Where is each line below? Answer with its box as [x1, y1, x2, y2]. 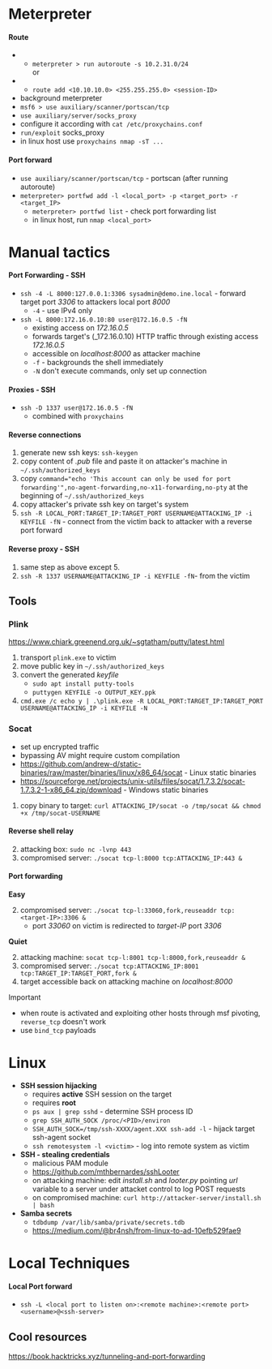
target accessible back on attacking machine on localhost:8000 [19, 976, 233, 986]
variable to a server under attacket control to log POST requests [32, 1184, 246, 1194]
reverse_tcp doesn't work [19, 1016, 107, 1027]
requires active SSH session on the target [32, 1089, 172, 1099]
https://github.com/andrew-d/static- [19, 759, 142, 768]
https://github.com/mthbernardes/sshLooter [32, 1166, 180, 1177]
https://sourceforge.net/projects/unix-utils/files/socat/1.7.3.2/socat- [19, 776, 245, 786]
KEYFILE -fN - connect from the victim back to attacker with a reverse [19, 517, 253, 527]
